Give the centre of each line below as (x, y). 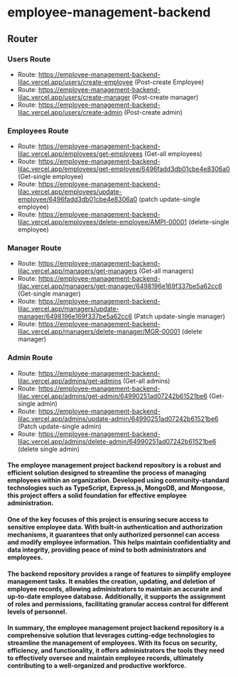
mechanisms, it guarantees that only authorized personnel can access (114, 534)
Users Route (29, 59)
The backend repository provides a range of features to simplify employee (119, 574)
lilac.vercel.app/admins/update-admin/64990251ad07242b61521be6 (118, 418)
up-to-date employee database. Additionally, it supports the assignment (117, 596)
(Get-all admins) (147, 381)
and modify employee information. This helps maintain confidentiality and (119, 542)
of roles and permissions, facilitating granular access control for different (118, 604)
